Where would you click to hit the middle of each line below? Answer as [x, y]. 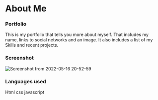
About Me [26, 9]
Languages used [26, 81]
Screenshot [19, 58]
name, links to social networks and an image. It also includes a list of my [79, 40]
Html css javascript [25, 92]
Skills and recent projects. [32, 45]
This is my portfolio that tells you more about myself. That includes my [77, 34]
